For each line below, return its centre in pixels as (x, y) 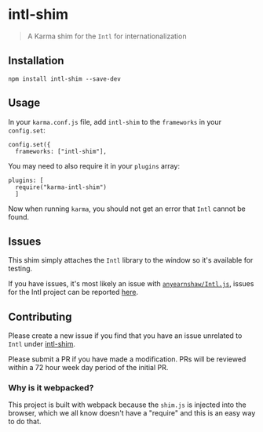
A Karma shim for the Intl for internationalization (107, 36)
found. (19, 216)
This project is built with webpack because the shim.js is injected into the (127, 405)
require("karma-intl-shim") (61, 187)
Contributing (40, 316)
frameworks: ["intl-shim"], (61, 151)
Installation (36, 61)
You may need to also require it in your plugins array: (94, 165)
